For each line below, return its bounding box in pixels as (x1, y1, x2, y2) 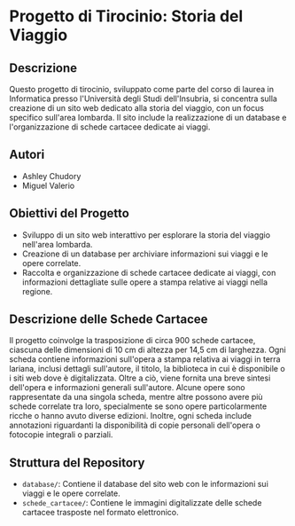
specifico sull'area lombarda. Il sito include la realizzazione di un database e (9, 113, 287, 122)
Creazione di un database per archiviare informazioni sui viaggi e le (21, 248, 268, 259)
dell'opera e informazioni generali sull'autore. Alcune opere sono (9, 382, 245, 393)
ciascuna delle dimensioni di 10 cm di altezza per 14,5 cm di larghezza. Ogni (9, 344, 286, 356)
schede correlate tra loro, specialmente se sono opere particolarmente (9, 401, 268, 412)
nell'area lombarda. (21, 239, 93, 249)
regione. (21, 286, 53, 296)
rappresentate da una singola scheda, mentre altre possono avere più (9, 392, 263, 403)
